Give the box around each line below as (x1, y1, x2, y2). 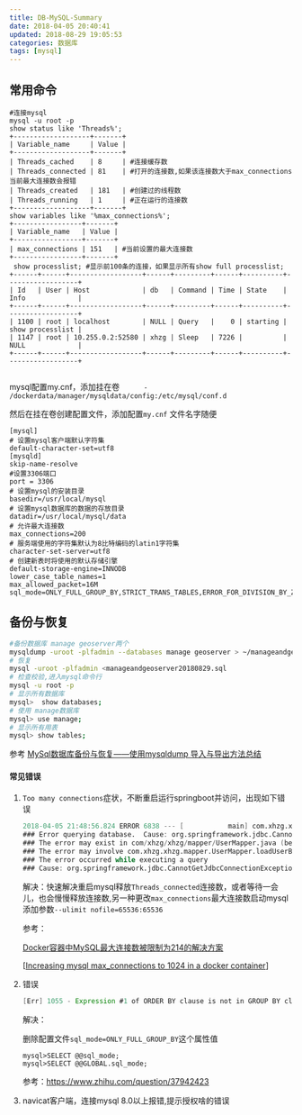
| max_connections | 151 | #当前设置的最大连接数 (9, 244, 193, 253)
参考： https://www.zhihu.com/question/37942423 (22, 1075, 209, 1086)
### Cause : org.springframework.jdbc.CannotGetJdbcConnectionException (22, 864, 297, 873)
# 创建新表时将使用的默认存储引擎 (9, 556, 119, 566)
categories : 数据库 (9, 38, 78, 48)
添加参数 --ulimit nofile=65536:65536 (22, 903, 164, 914)
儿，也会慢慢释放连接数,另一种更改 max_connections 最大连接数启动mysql (22, 893, 289, 903)
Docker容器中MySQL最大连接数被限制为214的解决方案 (22, 942, 224, 953)
